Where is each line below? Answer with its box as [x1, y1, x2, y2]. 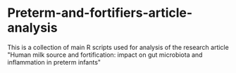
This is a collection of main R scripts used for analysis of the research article [7, 43, 229, 51]
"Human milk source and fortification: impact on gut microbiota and [7, 51, 203, 59]
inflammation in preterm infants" [7, 58, 101, 66]
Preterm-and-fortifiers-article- [7, 5, 193, 21]
